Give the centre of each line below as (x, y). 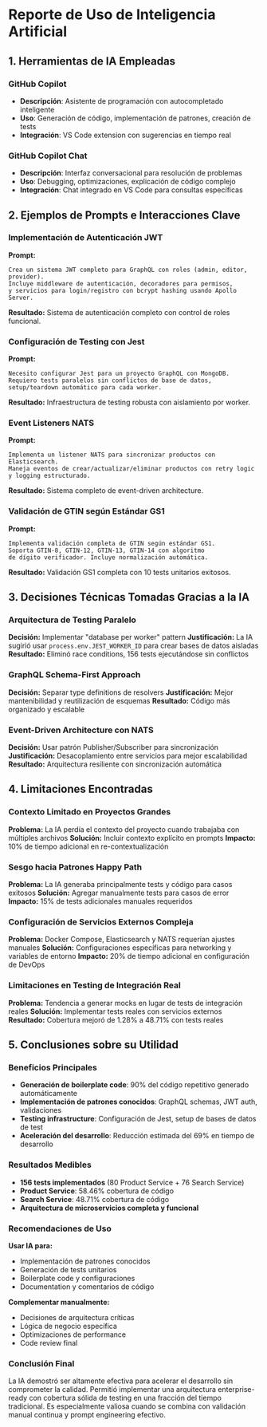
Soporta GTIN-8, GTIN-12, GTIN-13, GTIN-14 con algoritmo (106, 550)
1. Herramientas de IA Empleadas (92, 61)
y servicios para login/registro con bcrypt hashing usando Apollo (123, 290)
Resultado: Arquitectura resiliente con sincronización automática (115, 764)
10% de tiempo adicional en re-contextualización (88, 846)
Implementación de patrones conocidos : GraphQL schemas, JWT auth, (138, 1102)
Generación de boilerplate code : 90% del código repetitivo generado (134, 1085)
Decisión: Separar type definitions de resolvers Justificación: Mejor (121, 692)
